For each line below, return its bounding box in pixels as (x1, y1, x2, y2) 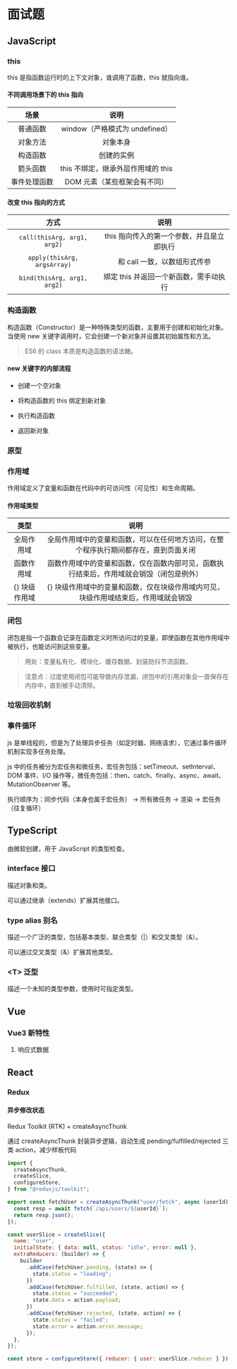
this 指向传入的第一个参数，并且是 (104, 231, 217, 241)
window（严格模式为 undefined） (61, 124, 172, 134)
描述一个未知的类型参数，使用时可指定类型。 (7, 985, 138, 993)
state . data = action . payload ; (32, 1297, 121, 1304)
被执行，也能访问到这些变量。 (7, 642, 94, 651)
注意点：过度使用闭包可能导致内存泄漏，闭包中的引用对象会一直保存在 (24, 672, 229, 680)
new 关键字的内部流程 (7, 365, 72, 373)
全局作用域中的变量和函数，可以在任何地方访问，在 (47, 535, 217, 545)
